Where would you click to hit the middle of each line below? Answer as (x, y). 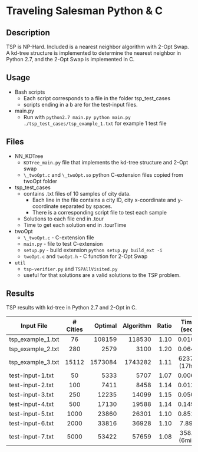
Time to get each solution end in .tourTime (75, 225)
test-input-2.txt (32, 385)
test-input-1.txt (32, 375)
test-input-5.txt (32, 414)
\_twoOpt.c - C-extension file (59, 237)
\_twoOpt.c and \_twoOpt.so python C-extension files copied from (103, 174)
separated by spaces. (86, 206)
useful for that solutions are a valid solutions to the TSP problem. (102, 275)
